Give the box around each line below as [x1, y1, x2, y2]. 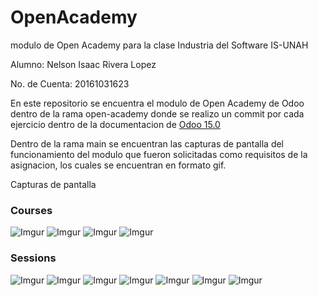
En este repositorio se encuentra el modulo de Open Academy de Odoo [10, 97, 305, 109]
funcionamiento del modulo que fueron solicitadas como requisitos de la [10, 148, 308, 160]
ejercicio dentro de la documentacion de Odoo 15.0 [10, 118, 221, 130]
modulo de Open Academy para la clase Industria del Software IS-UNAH [10, 39, 309, 51]
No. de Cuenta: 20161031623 [10, 77, 130, 90]
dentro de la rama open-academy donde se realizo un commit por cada [10, 107, 305, 120]
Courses [10, 203, 53, 217]
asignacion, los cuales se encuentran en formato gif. [10, 159, 227, 171]
